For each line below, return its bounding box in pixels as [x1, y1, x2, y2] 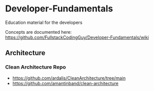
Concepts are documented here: [5, 29, 72, 35]
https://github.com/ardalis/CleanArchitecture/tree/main [12, 75, 126, 81]
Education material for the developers [5, 19, 83, 25]
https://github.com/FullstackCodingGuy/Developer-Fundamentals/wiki [5, 34, 149, 40]
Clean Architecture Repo [5, 64, 66, 71]
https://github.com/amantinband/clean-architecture [12, 80, 119, 86]
